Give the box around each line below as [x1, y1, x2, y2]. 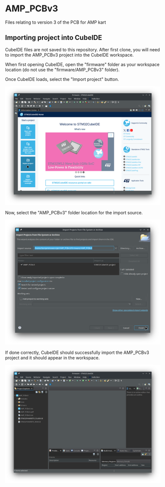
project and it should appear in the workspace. [5, 354, 100, 360]
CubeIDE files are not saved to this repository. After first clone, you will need [5, 46, 160, 52]
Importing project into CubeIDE [5, 34, 102, 42]
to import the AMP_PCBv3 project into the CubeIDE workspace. [5, 52, 134, 58]
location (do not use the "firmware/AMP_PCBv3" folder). [5, 67, 120, 72]
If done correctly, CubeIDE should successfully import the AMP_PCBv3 [5, 349, 149, 355]
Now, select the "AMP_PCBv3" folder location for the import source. [5, 209, 143, 215]
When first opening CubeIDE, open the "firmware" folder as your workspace [5, 61, 160, 67]
